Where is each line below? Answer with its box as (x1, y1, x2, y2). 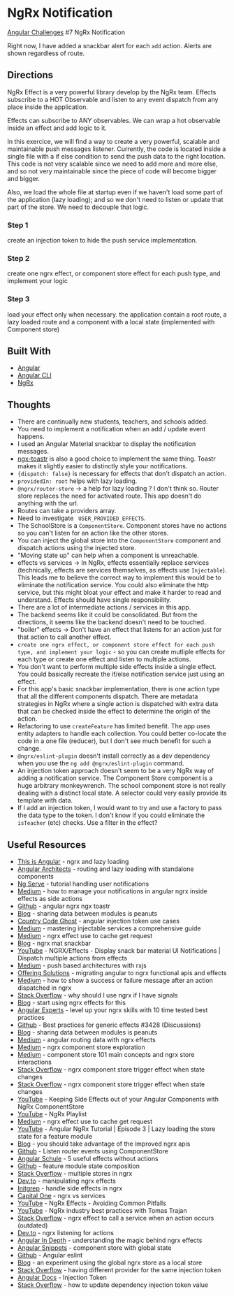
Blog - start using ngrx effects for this (17, 998, 126, 1007)
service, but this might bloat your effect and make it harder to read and (17, 589, 221, 597)
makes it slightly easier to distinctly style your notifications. (17, 462, 188, 470)
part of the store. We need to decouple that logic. (7, 203, 149, 211)
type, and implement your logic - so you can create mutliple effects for (17, 648, 226, 656)
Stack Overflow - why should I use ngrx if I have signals (17, 991, 178, 1000)
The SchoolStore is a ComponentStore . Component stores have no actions (17, 521, 227, 530)
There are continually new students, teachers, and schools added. (17, 417, 208, 426)
